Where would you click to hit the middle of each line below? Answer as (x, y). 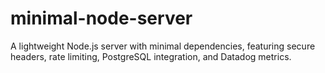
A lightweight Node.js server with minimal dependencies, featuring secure (163, 46)
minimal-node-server (101, 18)
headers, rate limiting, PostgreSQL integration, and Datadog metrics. (151, 56)
